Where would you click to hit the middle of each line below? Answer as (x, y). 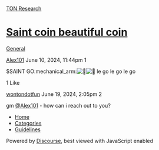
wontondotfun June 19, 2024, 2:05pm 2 (54, 94)
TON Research (24, 9)
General (16, 48)
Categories (28, 123)
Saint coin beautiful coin (67, 32)
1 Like (13, 82)
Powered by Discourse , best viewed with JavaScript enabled (80, 141)
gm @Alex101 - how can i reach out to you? (58, 105)
